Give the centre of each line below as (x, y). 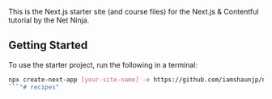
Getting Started (48, 45)
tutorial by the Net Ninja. (49, 20)
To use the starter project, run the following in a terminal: (103, 64)
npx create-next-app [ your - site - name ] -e (79, 80)
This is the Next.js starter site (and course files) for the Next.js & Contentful (134, 12)
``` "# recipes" (34, 87)
